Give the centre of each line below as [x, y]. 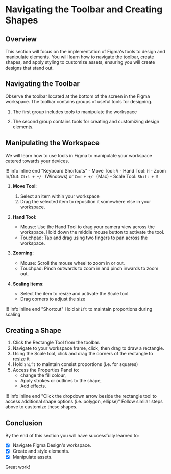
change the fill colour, [43, 375]
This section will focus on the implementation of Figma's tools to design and [85, 51]
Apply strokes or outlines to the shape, [61, 381]
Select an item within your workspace [60, 196]
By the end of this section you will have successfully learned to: [72, 436]
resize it [21, 359]
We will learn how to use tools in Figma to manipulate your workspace [79, 155]
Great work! [18, 467]
